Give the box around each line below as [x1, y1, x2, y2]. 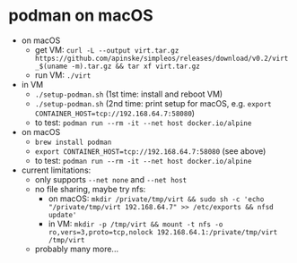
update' [48, 210, 77, 219]
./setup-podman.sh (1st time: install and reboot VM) [34, 89, 223, 99]
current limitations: [21, 165, 92, 175]
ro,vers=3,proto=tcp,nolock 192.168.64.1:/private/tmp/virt [48, 227, 278, 237]
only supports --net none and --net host [34, 174, 188, 184]
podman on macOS [8, 5, 153, 26]
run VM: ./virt [34, 69, 92, 81]
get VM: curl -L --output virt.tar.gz [34, 44, 179, 55]
